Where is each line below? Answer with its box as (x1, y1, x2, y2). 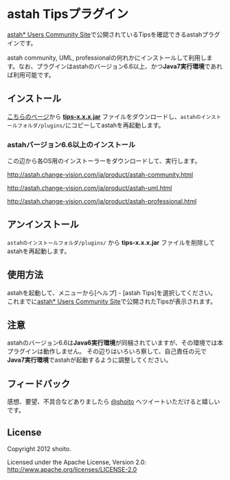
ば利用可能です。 (7, 70, 55, 79)
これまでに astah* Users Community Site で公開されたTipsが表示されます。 (7, 297, 217, 305)
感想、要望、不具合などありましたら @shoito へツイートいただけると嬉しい (7, 397, 220, 406)
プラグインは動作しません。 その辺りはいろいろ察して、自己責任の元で (7, 347, 207, 356)
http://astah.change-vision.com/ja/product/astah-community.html (7, 171, 194, 179)
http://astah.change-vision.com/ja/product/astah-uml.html (7, 184, 172, 193)
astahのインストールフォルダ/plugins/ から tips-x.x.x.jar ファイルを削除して (7, 238, 216, 246)
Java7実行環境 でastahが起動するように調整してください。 (7, 356, 172, 364)
